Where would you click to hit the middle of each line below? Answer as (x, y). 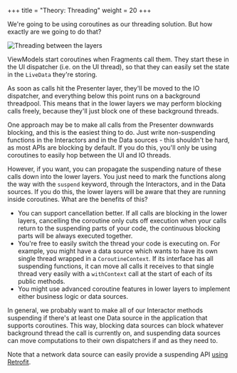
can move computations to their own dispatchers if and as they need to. (113, 341)
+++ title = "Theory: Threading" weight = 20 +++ (79, 10)
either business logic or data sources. (73, 296)
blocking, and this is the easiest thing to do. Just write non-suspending (111, 132)
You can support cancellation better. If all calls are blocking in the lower (122, 213)
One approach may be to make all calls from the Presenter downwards (111, 125)
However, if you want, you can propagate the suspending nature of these (115, 169)
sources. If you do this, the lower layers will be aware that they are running (117, 191)
